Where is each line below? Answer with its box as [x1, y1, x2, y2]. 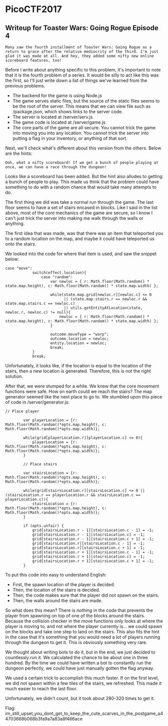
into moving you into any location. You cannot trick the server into [12, 130, 149, 136]
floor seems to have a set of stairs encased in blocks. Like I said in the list [5, 205, 157, 210]
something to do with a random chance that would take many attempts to [5, 184, 157, 190]
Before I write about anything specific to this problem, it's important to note [5, 67, 161, 72]
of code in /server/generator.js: [5, 399, 70, 405]
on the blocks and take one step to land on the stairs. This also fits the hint [5, 629, 159, 634]
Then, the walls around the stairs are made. [12, 598, 103, 603]
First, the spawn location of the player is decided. [12, 582, 115, 587]
